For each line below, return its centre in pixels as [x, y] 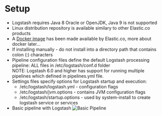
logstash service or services [49, 102]
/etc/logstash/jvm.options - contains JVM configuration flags [83, 92]
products [21, 33]
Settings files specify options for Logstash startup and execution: [79, 81]
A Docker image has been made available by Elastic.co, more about [82, 39]
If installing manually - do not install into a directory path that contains [84, 49]
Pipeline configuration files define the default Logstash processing [81, 60]
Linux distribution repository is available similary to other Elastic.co [81, 28]
